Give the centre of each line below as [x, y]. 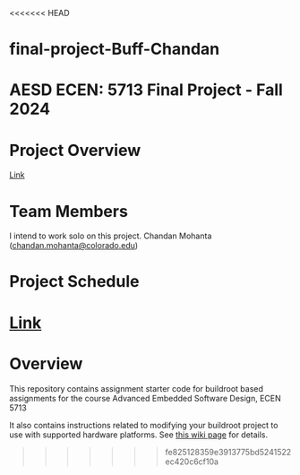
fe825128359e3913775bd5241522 [228, 452]
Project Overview [75, 150]
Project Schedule [74, 282]
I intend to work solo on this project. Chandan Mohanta [111, 236]
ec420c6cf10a [192, 462]
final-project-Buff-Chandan [115, 49]
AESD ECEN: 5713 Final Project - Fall [146, 90]
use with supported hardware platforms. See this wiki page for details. [139, 435]
